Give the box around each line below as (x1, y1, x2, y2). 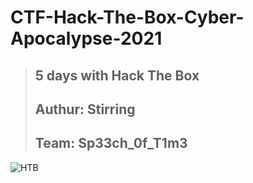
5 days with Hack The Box (34, 67, 200, 84)
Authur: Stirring (34, 101, 136, 118)
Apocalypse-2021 (10, 27, 163, 50)
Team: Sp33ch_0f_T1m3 (34, 135, 188, 152)
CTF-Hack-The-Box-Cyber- (10, 6, 245, 29)
